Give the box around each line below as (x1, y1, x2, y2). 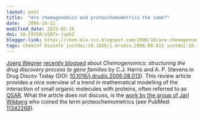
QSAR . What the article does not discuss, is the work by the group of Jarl (6, 92, 189, 99)
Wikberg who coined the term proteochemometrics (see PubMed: (6, 98, 171, 105)
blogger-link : (6, 37, 42, 43)
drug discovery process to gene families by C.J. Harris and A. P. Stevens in (6, 65, 194, 73)
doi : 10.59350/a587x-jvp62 (6, 32, 75, 38)
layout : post (6, 8, 39, 15)
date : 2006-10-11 (6, 20, 56, 26)
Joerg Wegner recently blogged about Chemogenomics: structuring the (6, 59, 186, 67)
